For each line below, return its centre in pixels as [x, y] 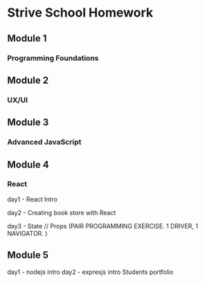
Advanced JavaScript [44, 142]
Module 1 [27, 38]
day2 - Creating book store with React [62, 212]
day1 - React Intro [32, 199]
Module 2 [28, 80]
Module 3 [28, 122]
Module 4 [28, 164]
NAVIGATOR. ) [27, 233]
